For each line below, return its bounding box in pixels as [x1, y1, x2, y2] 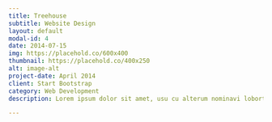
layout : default [8, 27, 63, 35]
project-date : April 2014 [8, 72, 96, 80]
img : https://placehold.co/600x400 [8, 49, 129, 57]
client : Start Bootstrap [8, 79, 92, 87]
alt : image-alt [8, 65, 60, 73]
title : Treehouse [8, 11, 67, 20]
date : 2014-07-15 [8, 42, 67, 50]
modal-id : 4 [8, 34, 49, 43]
